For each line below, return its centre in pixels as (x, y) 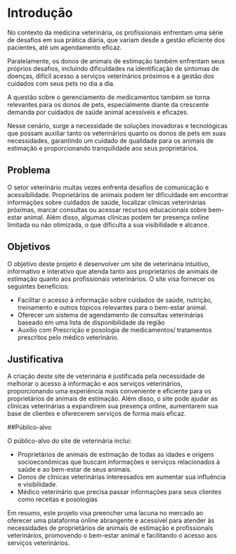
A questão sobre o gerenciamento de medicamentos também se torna (109, 97)
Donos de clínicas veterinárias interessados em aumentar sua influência (122, 477)
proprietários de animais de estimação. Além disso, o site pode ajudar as (112, 398)
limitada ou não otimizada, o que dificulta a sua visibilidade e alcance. (108, 225)
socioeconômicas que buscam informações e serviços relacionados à (118, 462)
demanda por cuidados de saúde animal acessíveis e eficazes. (98, 112)
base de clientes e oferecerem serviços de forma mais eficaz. (97, 414)
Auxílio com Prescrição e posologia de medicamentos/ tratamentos (114, 329)
